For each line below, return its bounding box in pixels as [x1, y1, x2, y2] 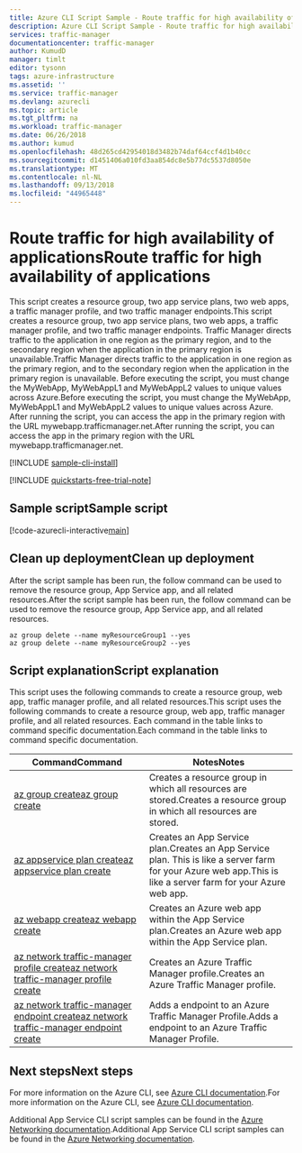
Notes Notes [192, 756, 245, 769]
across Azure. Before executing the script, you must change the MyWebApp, [9, 391, 291, 402]
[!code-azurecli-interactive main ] [9, 525, 130, 535]
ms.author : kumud [9, 139, 75, 148]
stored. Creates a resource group [148, 794, 287, 807]
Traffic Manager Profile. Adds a [148, 1011, 279, 1023]
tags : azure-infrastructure [9, 72, 115, 81]
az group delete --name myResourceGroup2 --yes [9, 638, 191, 647]
